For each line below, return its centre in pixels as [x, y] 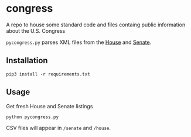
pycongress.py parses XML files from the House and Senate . [79, 42]
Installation [27, 61]
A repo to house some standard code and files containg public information [96, 25]
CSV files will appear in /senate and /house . [59, 128]
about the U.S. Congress [36, 30]
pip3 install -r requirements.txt [48, 74]
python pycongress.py [33, 117]
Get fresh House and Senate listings [50, 106]
